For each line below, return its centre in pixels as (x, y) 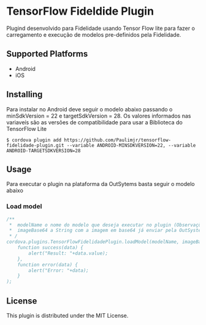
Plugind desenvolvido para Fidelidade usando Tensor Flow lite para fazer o (101, 28)
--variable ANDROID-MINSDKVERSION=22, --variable (131, 145)
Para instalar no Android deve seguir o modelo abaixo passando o (90, 109)
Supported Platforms (47, 54)
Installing (25, 95)
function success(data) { (51, 248)
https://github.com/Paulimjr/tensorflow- (118, 140)
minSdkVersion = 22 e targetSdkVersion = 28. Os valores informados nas (99, 116)
